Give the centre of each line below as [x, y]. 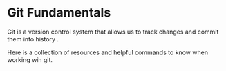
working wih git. [30, 59]
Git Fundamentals [59, 13]
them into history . [33, 39]
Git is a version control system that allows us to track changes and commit [113, 32]
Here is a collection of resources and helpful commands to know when [108, 52]
